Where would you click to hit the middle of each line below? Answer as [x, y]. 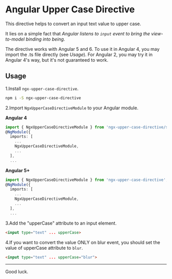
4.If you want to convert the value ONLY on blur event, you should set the [83, 242]
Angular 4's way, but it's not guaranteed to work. [57, 60]
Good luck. [17, 272]
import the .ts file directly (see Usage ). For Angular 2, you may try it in [79, 54]
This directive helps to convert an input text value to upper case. [73, 24]
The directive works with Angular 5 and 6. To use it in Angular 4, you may [82, 49]
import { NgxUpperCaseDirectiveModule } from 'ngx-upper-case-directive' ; [87, 180]
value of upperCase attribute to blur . [44, 248]
